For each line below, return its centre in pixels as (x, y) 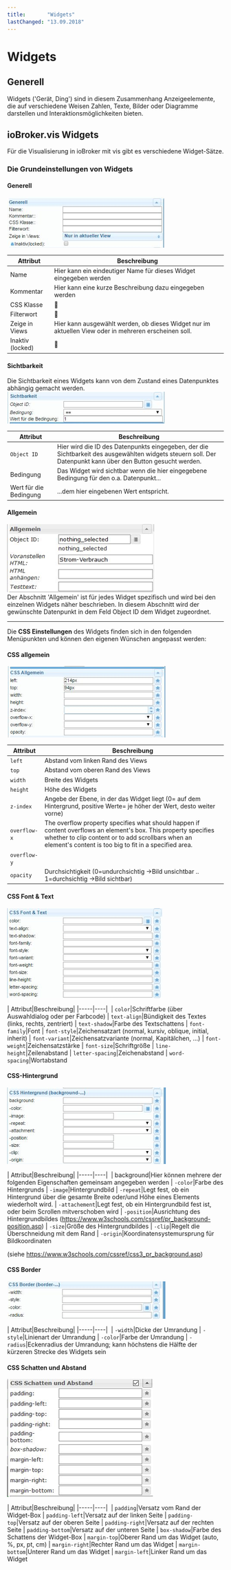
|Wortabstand (48, 1060)
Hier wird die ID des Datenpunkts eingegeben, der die (133, 447)
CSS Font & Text (31, 896)
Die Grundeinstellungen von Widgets (70, 169)
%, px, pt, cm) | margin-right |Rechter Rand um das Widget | (92, 1545)
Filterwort (24, 314)
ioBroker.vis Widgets (53, 135)
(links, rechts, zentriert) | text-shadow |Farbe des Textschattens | (98, 1023)
